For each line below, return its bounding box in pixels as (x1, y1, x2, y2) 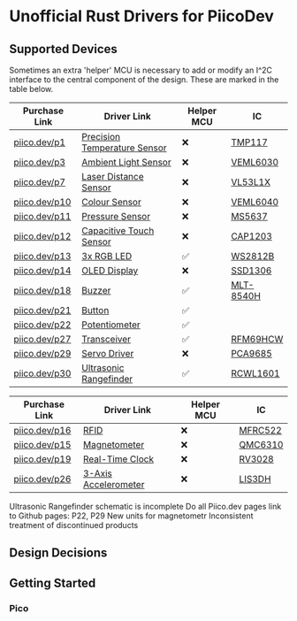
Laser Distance (81, 171, 144, 182)
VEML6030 (231, 157, 279, 168)
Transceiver (81, 333, 131, 345)
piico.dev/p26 (13, 473, 72, 485)
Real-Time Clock (82, 453, 155, 465)
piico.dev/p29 (13, 348, 72, 359)
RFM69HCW (231, 333, 284, 345)
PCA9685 (231, 348, 272, 359)
